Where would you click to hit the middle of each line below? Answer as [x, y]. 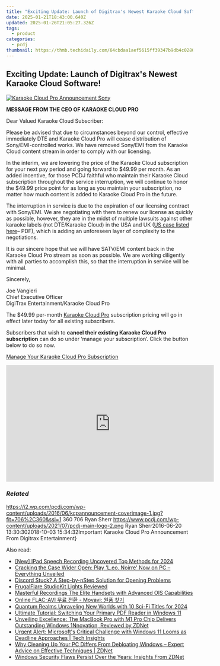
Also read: [19, 550]
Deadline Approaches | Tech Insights [60, 638]
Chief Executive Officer [35, 297]
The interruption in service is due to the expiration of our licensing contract [98, 206]
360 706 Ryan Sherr [87, 519]
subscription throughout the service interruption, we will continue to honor [97, 181]
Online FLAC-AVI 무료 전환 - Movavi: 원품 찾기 [69, 600]
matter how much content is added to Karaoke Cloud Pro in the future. [92, 194]
